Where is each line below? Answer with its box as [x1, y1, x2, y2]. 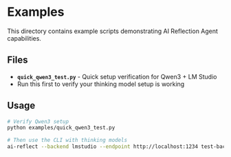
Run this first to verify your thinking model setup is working [16, 80, 185, 88]
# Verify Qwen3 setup [7, 118, 69, 125]
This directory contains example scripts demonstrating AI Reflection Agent [7, 27, 219, 35]
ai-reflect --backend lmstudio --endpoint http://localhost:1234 [7, 143, 198, 150]
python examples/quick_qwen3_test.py [7, 125, 115, 132]
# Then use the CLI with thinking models [7, 137, 128, 144]
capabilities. [7, 34, 41, 42]
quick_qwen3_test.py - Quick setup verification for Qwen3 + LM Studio [16, 72, 217, 81]
